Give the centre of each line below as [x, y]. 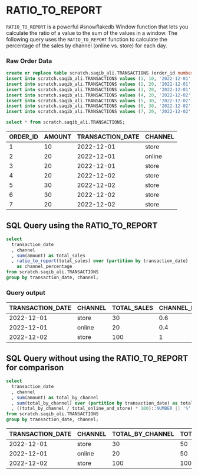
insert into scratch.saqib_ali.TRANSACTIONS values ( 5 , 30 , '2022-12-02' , [100, 101]
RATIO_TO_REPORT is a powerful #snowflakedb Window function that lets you [97, 27]
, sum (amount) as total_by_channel [55, 398]
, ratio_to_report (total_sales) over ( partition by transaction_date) [100, 261]
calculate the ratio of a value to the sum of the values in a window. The [92, 33]
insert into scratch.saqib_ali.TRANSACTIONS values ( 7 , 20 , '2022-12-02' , [100, 112]
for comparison [35, 367]
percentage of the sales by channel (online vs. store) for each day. [87, 46]
